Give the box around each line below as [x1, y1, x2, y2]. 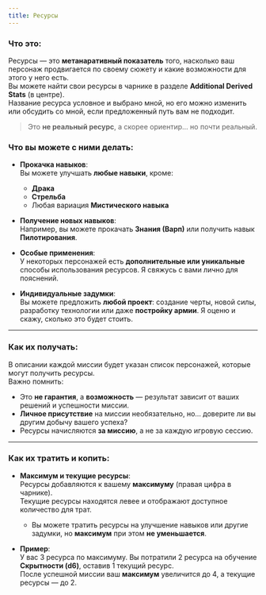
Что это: [8, 37, 42, 48]
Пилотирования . [19, 233, 78, 242]
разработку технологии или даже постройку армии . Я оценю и [19, 306, 236, 315]
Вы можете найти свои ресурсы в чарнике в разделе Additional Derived [8, 81, 253, 91]
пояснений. [19, 273, 59, 283]
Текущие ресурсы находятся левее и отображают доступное [19, 496, 228, 505]
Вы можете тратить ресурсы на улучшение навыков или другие [31, 520, 249, 529]
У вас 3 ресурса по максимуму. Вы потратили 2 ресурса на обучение [19, 552, 257, 562]
